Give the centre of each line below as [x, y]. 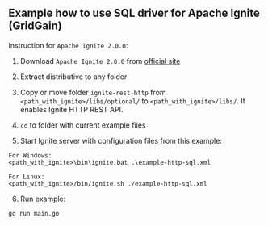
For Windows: [30, 155]
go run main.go [34, 213]
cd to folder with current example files [83, 125]
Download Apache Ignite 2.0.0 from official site [100, 61]
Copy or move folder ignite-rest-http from [93, 92]
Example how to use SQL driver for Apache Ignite [134, 13]
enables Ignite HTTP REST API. [71, 109]
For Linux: [27, 177]
